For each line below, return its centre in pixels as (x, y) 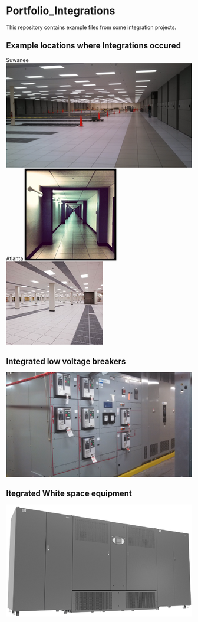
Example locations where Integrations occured (94, 46)
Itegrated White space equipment (69, 493)
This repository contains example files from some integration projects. (91, 27)
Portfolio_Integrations (61, 11)
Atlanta (15, 258)
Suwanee (18, 60)
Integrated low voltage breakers (66, 361)
